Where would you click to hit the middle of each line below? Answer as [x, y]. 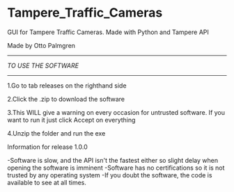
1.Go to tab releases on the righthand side [67, 86]
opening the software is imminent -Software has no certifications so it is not [116, 168]
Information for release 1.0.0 [48, 147]
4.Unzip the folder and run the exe [56, 133]
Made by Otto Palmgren [41, 45]
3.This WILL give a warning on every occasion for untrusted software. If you [116, 112]
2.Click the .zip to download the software [66, 99]
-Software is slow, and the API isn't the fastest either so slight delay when [112, 160]
